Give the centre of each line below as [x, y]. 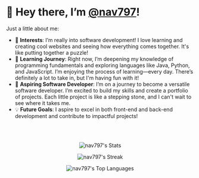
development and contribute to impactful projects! [76, 116]
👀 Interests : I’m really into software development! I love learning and [99, 40]
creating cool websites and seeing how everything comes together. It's [102, 46]
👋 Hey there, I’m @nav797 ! [73, 12]
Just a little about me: [33, 28]
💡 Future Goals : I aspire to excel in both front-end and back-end [94, 109]
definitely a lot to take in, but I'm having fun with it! [77, 78]
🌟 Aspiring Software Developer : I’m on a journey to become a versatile [102, 84]
